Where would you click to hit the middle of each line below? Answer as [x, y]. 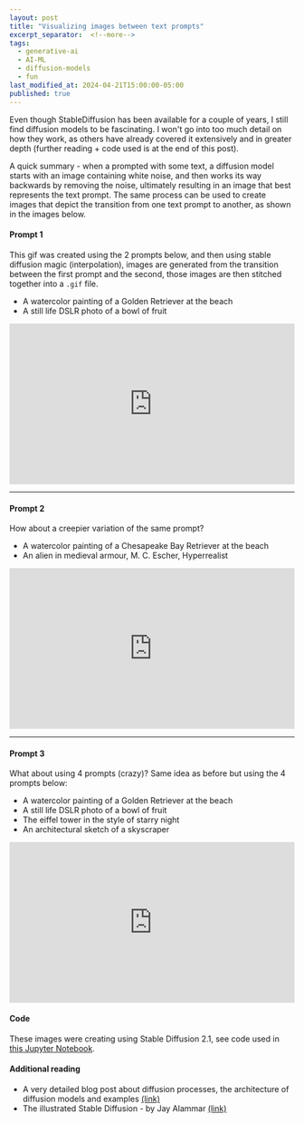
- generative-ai [48, 52]
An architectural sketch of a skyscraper [96, 830]
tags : [19, 43]
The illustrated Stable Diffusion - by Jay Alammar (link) [124, 1109]
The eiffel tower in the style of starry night [101, 820]
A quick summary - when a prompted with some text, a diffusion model [142, 166]
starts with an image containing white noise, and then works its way [136, 175]
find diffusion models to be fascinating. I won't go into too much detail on [146, 129]
